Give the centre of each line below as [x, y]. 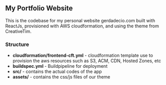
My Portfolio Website [39, 8]
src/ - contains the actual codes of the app [57, 72]
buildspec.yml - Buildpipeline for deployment [60, 66]
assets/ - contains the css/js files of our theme [61, 77]
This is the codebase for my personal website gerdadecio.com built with [80, 20]
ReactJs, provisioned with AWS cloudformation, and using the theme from [82, 26]
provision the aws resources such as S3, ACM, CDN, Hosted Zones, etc [87, 61]
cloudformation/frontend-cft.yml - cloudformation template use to [83, 56]
